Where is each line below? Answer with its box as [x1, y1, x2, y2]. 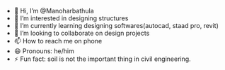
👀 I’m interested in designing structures [13, 14, 129, 22]
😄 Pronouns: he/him [13, 47, 74, 55]
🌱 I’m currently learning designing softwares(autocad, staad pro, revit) [13, 22, 219, 29]
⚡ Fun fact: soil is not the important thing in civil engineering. [13, 55, 191, 63]
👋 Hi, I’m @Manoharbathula [13, 7, 94, 15]
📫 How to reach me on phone [13, 37, 103, 45]
